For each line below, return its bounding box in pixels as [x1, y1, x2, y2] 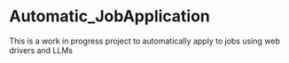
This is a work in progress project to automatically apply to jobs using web [9, 35, 281, 46]
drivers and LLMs [9, 44, 74, 55]
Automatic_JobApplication [9, 6, 211, 27]
